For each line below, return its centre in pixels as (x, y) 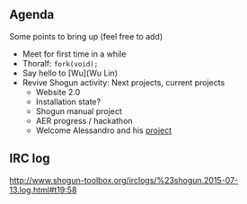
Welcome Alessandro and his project (104, 130)
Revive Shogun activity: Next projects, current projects (123, 82)
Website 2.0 (58, 92)
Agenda (32, 15)
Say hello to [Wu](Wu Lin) (70, 73)
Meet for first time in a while (74, 54)
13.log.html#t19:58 (43, 190)
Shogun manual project (79, 111)
